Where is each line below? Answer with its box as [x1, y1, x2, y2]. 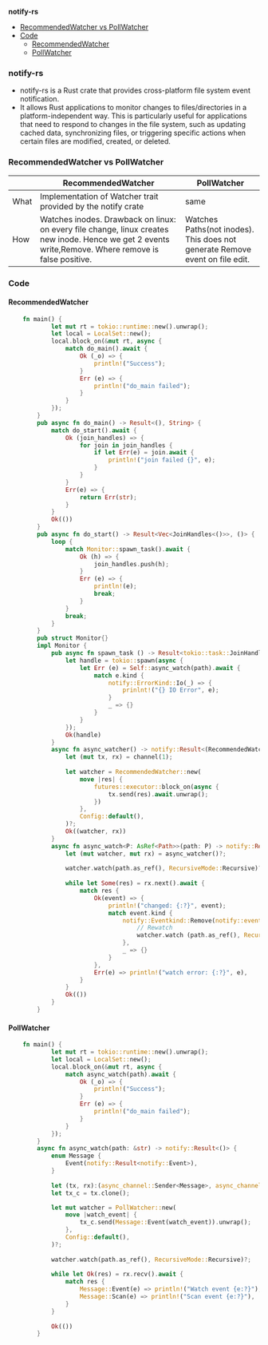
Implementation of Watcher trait [39, 191, 159, 202]
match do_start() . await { [50, 427, 137, 434]
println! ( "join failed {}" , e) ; [108, 456, 216, 464]
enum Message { [50, 1152, 102, 1161]
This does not [184, 233, 237, 244]
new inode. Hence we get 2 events [39, 233, 170, 244]
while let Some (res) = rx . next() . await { [65, 879, 205, 887]
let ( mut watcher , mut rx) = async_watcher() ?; [65, 850, 227, 858]
